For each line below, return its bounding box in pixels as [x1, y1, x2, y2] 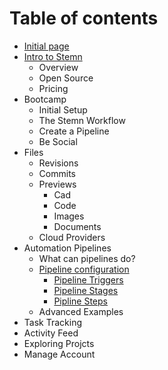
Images [53, 210, 85, 222]
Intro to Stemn [23, 50, 83, 62]
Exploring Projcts [23, 337, 95, 349]
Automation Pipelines [23, 242, 112, 254]
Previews [38, 178, 77, 190]
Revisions [38, 157, 79, 169]
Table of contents [9, 7, 159, 30]
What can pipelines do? [38, 252, 136, 264]
